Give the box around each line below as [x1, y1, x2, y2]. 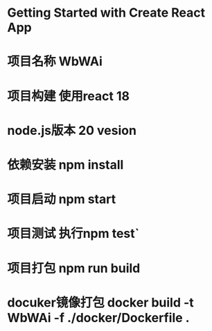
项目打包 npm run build [7, 260, 141, 276]
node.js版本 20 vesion [7, 122, 137, 138]
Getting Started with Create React [7, 5, 206, 21]
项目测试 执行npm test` [7, 226, 140, 241]
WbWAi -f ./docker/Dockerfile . [7, 309, 190, 325]
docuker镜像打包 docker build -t [7, 294, 194, 310]
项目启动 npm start [7, 191, 116, 207]
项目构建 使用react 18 [7, 88, 130, 104]
